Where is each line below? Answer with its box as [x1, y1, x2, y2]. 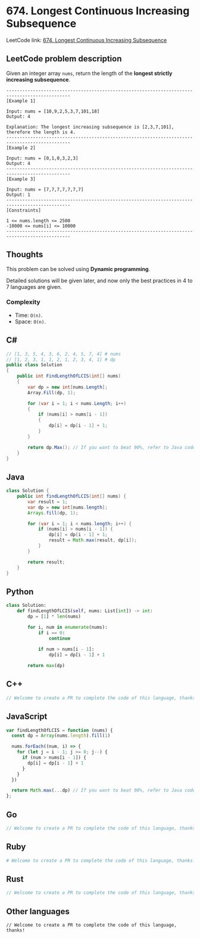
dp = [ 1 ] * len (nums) [27, 613, 82, 620]
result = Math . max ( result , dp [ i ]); [48, 537, 137, 543]
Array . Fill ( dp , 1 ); [27, 389, 76, 395]
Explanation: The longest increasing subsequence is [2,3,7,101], [6, 124, 174, 130]
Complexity [6, 298, 40, 306]
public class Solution [6, 362, 62, 368]
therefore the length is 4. [6, 129, 76, 135]
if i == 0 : [37, 630, 65, 635]
